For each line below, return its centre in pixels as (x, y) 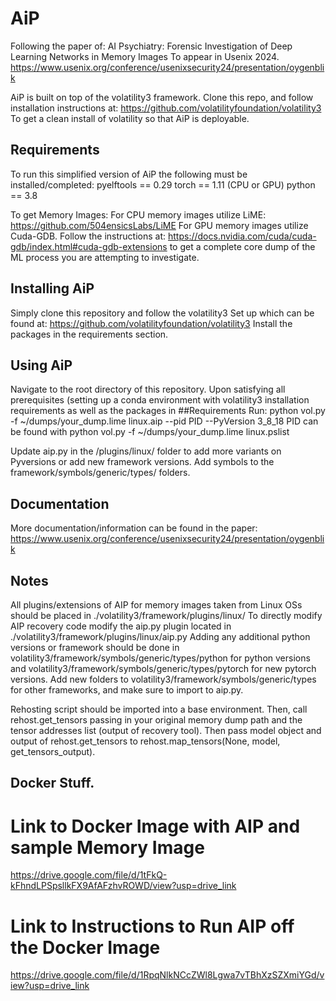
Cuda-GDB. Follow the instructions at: (88, 236)
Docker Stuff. (52, 783)
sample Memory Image (107, 847)
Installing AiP (52, 288)
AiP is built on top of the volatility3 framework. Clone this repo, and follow (162, 97)
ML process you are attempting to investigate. (105, 257)
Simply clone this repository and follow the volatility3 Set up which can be (162, 313)
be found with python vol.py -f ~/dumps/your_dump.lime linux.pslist (150, 432)
